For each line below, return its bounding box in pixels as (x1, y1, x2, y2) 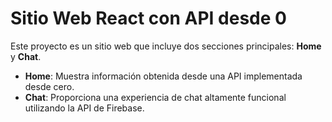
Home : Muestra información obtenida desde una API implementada (24, 70, 303, 82)
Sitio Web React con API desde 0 (10, 7, 287, 30)
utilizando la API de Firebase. (24, 102, 145, 114)
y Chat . (10, 50, 42, 62)
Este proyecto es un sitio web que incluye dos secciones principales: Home (10, 40, 322, 52)
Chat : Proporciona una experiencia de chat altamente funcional (24, 91, 287, 103)
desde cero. (24, 80, 75, 92)
